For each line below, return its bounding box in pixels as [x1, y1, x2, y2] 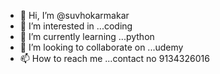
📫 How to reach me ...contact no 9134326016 [19, 53, 210, 64]
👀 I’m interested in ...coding [19, 20, 133, 32]
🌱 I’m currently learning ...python [19, 31, 155, 42]
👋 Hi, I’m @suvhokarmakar [19, 10, 130, 21]
